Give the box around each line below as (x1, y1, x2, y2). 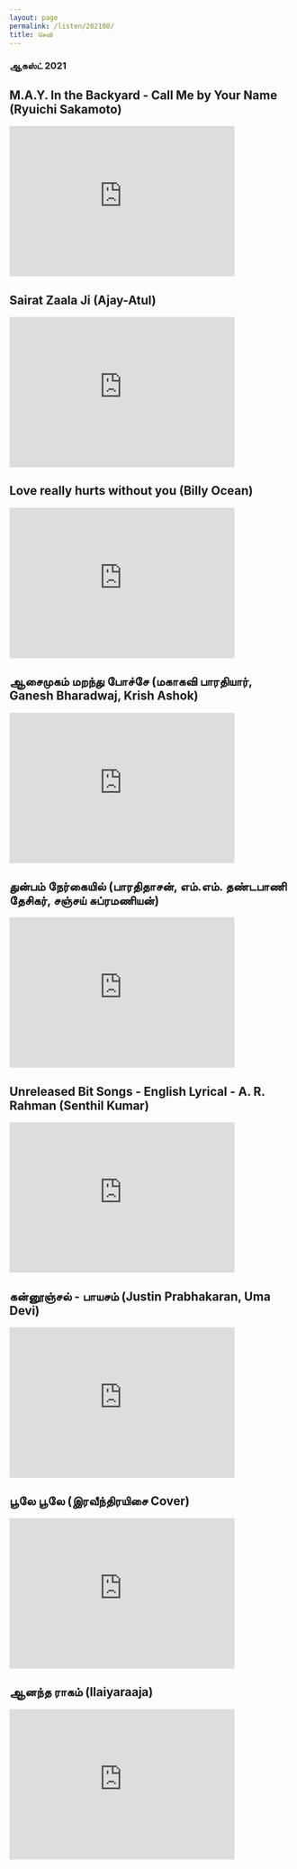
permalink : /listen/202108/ (9, 22, 115, 31)
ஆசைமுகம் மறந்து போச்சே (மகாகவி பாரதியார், (9, 674, 253, 689)
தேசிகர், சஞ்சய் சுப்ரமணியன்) (9, 893, 159, 908)
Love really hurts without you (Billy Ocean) (9, 483, 254, 498)
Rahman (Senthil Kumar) (9, 1098, 150, 1113)
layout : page (9, 13, 58, 23)
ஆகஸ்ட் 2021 (9, 59, 67, 72)
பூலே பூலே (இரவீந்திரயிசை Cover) (9, 1493, 191, 1509)
